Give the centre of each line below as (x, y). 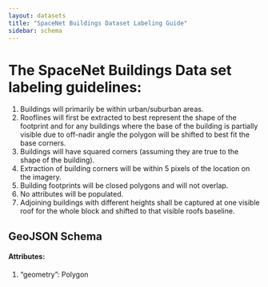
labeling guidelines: (75, 87)
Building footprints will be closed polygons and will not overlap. (124, 185)
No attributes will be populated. (72, 194)
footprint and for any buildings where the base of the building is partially (139, 126)
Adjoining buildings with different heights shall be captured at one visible (140, 203)
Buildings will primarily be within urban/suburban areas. (112, 110)
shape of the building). (57, 160)
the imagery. (40, 177)
